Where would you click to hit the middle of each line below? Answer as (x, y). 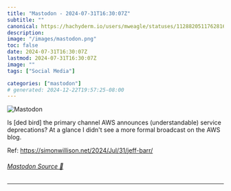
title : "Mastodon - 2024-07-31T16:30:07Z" (69, 13)
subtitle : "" (26, 20)
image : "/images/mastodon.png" (52, 39)
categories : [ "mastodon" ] (44, 83)
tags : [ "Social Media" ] (41, 71)
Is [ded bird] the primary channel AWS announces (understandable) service (114, 123)
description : (26, 33)
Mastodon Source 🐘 (35, 166)
